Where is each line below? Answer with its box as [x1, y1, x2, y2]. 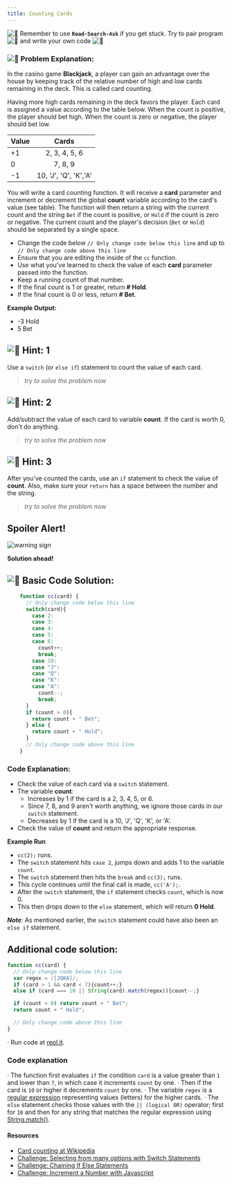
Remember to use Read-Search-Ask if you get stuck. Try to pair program [19, 29, 223, 37]
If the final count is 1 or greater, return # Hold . [17, 282, 148, 291]
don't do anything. [7, 422, 60, 431]
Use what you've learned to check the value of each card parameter [17, 261, 213, 269]
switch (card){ [25, 606, 67, 612]
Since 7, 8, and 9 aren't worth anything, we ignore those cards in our [27, 802, 223, 810]
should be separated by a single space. [7, 225, 120, 233]
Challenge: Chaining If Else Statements [17, 1161, 129, 1169]
